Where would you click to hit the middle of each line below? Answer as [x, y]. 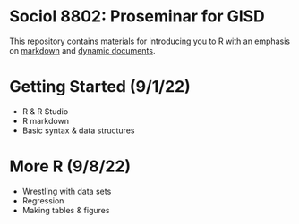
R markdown [46, 120]
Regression [43, 200]
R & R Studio [45, 111]
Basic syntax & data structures [78, 130]
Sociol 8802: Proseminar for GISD [137, 17]
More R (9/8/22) [70, 166]
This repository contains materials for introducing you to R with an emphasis [150, 41]
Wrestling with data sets [67, 191]
